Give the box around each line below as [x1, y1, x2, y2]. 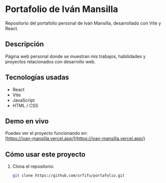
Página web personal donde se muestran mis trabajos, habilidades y [5, 53, 146, 59]
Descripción [5, 40, 44, 49]
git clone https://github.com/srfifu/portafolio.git [12, 173, 125, 178]
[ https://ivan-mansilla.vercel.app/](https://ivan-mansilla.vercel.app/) [5, 135, 145, 141]
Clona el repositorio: [12, 163, 54, 169]
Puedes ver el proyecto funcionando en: [5, 130, 88, 136]
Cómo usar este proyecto [5, 150, 86, 158]
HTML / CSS [12, 102, 38, 108]
